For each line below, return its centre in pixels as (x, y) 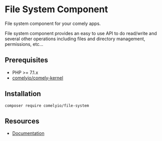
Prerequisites (26, 60)
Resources (22, 121)
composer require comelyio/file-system (47, 105)
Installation (23, 94)
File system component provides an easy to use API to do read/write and (81, 33)
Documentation (28, 133)
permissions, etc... (24, 44)
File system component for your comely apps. (53, 23)
